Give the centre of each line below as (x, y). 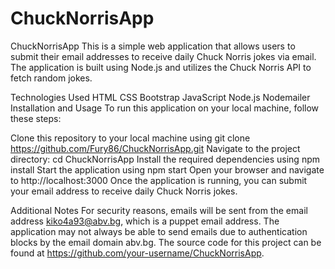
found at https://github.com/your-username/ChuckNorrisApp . (137, 253)
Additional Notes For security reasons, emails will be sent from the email (159, 210)
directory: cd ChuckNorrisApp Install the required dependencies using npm (165, 159)
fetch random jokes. (51, 78)
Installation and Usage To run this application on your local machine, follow (165, 108)
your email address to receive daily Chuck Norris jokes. (124, 191)
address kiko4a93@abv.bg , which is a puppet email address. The (145, 221)
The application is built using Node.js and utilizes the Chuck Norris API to (161, 67)
